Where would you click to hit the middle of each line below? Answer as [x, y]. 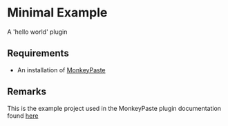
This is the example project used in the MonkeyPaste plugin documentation [114, 108]
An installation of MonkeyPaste [61, 70]
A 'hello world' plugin [37, 32]
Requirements [38, 53]
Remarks [27, 92]
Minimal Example [57, 13]
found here [23, 116]
